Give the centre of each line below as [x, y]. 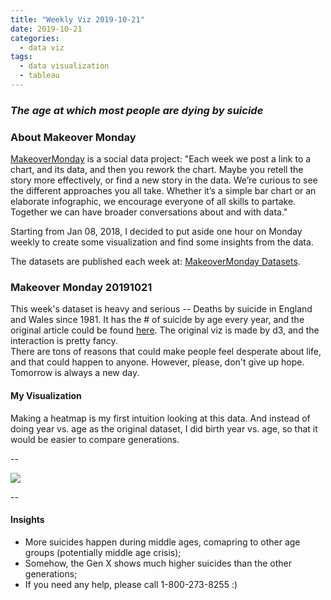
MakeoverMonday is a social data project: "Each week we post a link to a [161, 159]
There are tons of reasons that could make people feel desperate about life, [166, 352]
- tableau [39, 76]
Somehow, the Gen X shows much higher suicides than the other [158, 563]
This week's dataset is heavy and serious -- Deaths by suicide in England [161, 309]
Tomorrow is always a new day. [75, 373]
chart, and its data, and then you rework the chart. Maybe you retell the [157, 170]
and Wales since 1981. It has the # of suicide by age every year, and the [157, 320]
